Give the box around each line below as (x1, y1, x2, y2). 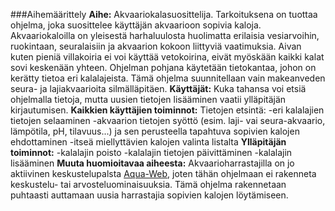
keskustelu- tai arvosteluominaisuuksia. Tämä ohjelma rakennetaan (10, 179, 287, 190)
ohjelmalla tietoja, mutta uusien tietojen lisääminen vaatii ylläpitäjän (10, 94, 287, 105)
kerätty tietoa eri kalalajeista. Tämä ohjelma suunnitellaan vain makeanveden (10, 72, 326, 84)
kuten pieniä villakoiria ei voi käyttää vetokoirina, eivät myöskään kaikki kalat (10, 51, 325, 63)
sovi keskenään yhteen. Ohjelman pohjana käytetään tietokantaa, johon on (10, 62, 317, 73)
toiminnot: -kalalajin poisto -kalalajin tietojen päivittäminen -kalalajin (10, 147, 293, 158)
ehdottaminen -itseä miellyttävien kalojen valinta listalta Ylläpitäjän (10, 136, 287, 148)
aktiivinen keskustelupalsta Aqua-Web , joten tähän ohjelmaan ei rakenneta (10, 168, 317, 179)
